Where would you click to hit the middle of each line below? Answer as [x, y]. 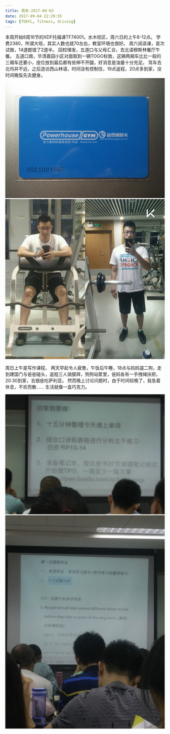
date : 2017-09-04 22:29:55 [34, 16]
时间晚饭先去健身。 [25, 75]
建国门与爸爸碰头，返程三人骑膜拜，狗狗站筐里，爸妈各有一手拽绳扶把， [85, 374]
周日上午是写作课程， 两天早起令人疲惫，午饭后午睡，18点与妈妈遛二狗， [81, 368]
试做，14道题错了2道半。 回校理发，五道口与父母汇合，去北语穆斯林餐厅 [80, 50]
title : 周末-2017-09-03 [30, 11]
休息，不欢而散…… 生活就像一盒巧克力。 [48, 387]
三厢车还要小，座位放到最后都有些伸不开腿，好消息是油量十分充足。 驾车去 [83, 62]
